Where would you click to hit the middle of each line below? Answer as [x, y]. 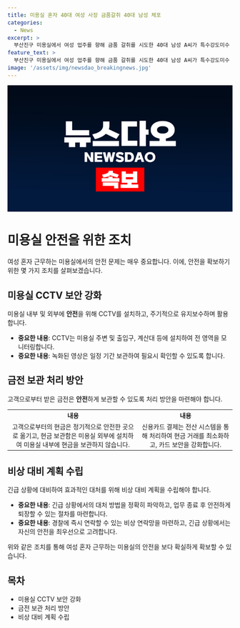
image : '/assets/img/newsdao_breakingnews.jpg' [80, 68]
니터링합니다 [35, 347]
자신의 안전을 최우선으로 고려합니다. [67, 532]
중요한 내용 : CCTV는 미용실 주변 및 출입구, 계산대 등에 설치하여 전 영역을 [119, 338]
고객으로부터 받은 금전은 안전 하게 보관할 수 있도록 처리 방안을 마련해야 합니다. [115, 399]
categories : [25, 23]
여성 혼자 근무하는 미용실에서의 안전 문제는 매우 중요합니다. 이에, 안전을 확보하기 [119, 261]
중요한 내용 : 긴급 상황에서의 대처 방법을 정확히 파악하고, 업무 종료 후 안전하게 [124, 505]
